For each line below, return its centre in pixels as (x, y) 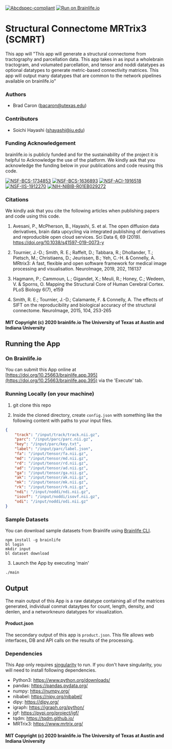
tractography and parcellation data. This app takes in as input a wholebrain (84, 59)
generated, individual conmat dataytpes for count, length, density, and (80, 606)
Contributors (22, 119)
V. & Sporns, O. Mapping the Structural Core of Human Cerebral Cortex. (88, 284)
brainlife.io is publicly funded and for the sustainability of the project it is (82, 155)
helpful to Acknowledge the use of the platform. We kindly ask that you (80, 160)
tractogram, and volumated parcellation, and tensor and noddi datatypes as (85, 65)
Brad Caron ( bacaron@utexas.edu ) (50, 106)
